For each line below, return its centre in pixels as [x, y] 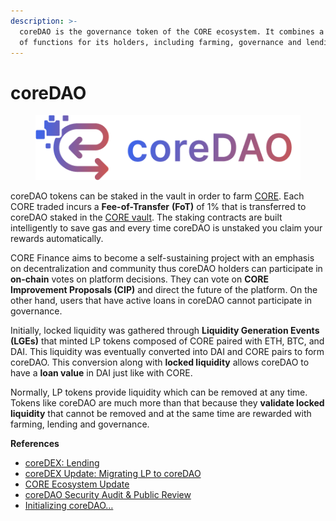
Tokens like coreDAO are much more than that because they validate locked [167, 402]
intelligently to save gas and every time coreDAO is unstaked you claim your [166, 227]
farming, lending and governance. [80, 424]
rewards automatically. [57, 238]
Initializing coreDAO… [69, 505]
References [35, 443]
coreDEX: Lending [62, 462]
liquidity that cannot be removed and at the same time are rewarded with [161, 413]
